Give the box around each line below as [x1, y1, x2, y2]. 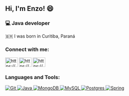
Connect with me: [5, 45, 49, 52]
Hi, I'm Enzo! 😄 [5, 4, 54, 13]
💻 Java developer [5, 20, 50, 27]
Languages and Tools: [5, 73, 60, 80]
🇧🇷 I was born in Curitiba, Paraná [5, 33, 75, 39]
